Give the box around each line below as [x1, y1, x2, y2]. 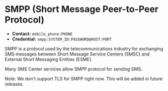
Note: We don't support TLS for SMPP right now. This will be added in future [5, 75, 163, 81]
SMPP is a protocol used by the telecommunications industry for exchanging [5, 45, 163, 51]
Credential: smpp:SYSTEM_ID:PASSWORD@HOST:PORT [12, 36, 112, 42]
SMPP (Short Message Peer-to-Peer [5, 3, 159, 15]
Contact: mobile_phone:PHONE [12, 30, 73, 36]
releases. [5, 81, 24, 87]
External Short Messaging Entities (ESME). [5, 56, 93, 62]
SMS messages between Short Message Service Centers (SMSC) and [5, 51, 150, 57]
